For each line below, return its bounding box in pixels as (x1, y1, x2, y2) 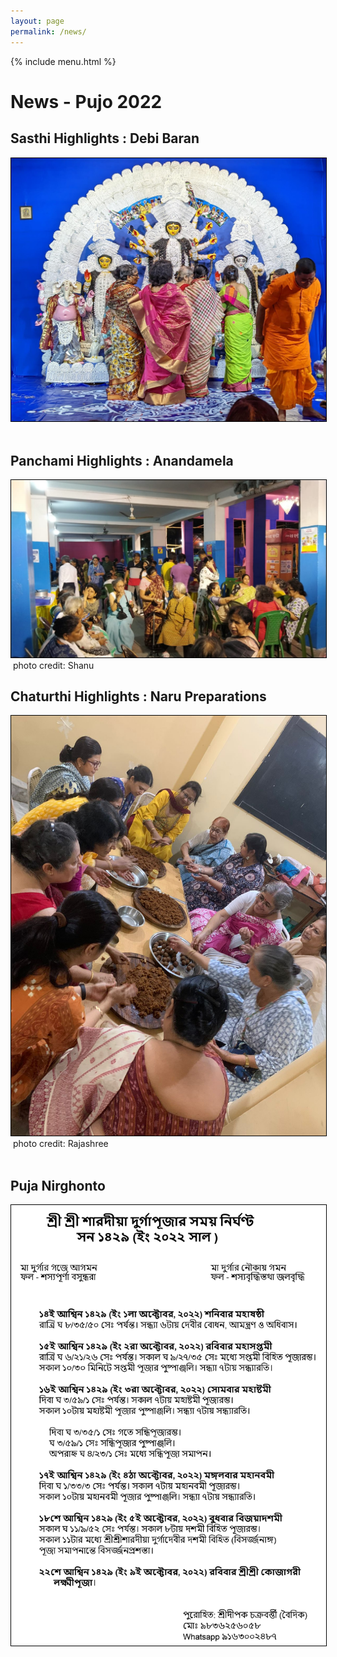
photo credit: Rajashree (12, 1138, 109, 1150)
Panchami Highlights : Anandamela (10, 452, 234, 469)
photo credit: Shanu (12, 659, 95, 671)
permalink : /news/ (10, 26, 87, 37)
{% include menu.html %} (10, 55, 117, 67)
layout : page (10, 16, 65, 26)
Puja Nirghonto (10, 1177, 106, 1194)
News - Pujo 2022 (10, 90, 163, 113)
